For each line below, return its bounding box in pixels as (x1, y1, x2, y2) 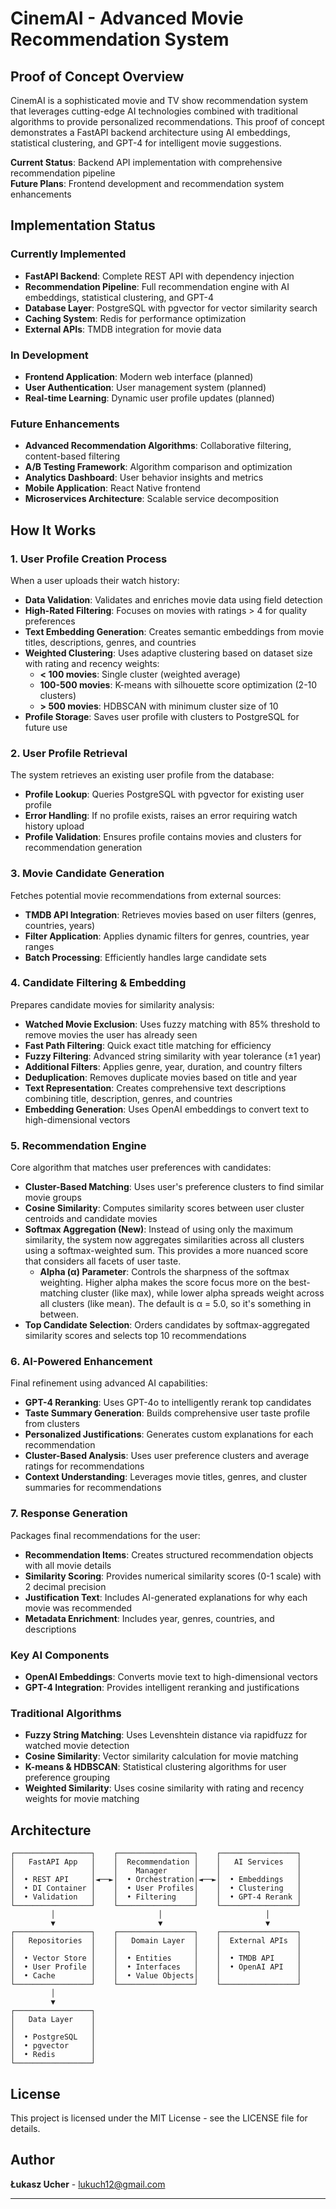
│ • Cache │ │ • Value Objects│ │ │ (10, 1971, 302, 1981)
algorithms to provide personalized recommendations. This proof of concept (10, 116, 325, 127)
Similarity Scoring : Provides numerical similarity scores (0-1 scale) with (24, 1570, 322, 1582)
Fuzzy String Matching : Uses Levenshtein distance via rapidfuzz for (24, 1729, 308, 1741)
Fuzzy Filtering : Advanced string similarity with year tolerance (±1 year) (24, 1050, 322, 1062)
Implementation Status (10, 217, 156, 234)
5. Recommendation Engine (10, 1138, 147, 1152)
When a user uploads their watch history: (10, 574, 180, 586)
